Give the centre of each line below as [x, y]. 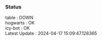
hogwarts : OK [20, 23]
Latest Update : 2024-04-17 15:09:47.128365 [51, 34]
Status [13, 7]
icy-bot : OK [17, 28]
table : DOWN [19, 18]
